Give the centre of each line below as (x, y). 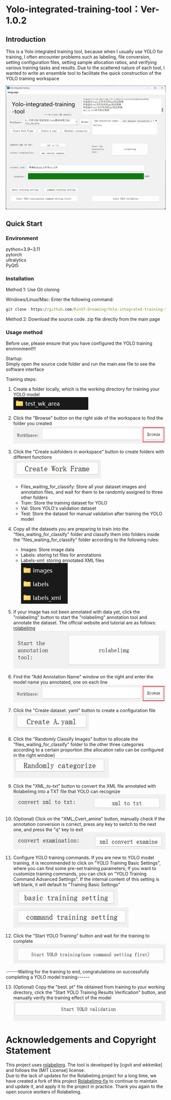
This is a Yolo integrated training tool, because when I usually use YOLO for (84, 51)
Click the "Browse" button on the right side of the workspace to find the (88, 418)
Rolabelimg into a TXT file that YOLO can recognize (67, 791)
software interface (25, 369)
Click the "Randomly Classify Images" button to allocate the (76, 739)
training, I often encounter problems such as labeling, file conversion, (78, 57)
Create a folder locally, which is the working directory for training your (86, 389)
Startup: (14, 359)
